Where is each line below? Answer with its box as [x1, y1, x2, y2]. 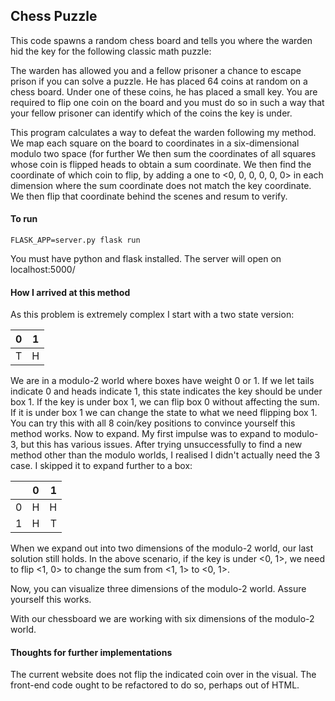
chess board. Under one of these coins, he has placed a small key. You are [10, 85, 318, 98]
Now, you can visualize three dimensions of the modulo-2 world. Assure [10, 583, 307, 595]
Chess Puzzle [10, 8, 98, 25]
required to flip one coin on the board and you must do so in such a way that [10, 96, 325, 108]
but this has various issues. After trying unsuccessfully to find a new [20, 439, 303, 451]
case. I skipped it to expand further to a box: [10, 460, 193, 472]
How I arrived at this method [10, 286, 131, 298]
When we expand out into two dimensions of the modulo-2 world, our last [10, 542, 314, 554]
